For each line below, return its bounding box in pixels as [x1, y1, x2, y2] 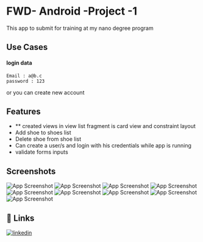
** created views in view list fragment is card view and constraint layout [15, 123, 196, 130]
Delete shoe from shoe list [15, 135, 82, 143]
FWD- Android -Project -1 [6, 4, 138, 18]
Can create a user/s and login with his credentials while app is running [15, 142, 192, 149]
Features [6, 106, 41, 116]
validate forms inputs [15, 148, 68, 156]
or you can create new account [6, 88, 85, 96]
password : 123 [6, 78, 45, 84]
